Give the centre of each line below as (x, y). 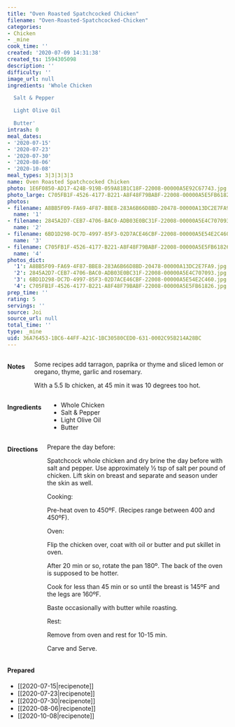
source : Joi (24, 312)
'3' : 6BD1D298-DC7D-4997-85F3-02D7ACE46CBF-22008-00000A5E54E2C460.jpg (120, 280)
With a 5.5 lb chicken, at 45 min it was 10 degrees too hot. (117, 385)
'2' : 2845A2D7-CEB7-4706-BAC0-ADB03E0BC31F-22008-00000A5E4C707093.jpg (120, 273)
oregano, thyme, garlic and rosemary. (88, 371)
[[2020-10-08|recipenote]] (56, 716)
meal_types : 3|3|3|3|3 (40, 176)
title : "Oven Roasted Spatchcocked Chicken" (73, 14)
